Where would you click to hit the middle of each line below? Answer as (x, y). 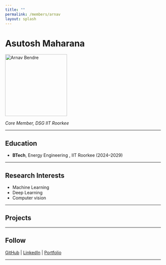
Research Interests (35, 175)
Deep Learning (27, 192)
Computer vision (29, 198)
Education (21, 143)
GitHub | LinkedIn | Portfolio (33, 252)
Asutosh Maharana (45, 43)
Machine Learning (31, 187)
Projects (18, 218)
